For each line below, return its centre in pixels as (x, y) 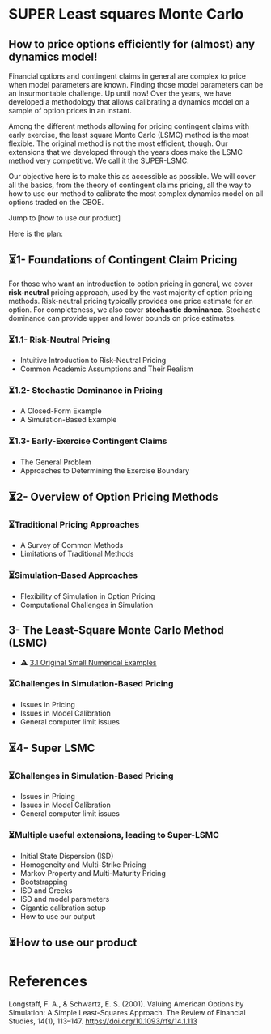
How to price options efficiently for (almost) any (132, 44)
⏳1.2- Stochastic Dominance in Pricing (86, 391)
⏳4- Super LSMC (52, 748)
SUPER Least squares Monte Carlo (126, 14)
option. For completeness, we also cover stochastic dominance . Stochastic (135, 310)
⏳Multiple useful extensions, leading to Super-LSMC (114, 835)
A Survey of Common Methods (72, 545)
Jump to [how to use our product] (65, 218)
